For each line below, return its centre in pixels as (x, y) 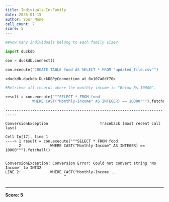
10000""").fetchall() (28, 150)
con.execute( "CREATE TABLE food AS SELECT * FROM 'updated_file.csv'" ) (82, 70)
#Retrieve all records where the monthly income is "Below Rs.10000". (81, 88)
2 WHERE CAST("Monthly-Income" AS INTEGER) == (81, 146)
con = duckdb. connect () (30, 60)
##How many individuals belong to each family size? (62, 43)
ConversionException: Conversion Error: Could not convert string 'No (81, 163)
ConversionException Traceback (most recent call (83, 124)
